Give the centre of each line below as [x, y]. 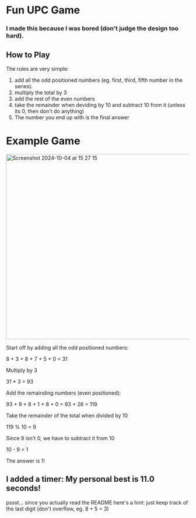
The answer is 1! [25, 461]
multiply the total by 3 [41, 92]
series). [24, 86]
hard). [15, 36]
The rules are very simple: [37, 68]
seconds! [23, 488]
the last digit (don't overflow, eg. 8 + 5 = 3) [57, 509]
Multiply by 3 [22, 370]
